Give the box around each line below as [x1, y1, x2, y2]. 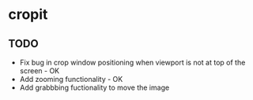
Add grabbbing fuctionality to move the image [19, 83, 170, 92]
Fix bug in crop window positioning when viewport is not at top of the [19, 57, 246, 67]
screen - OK [19, 66, 60, 76]
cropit [8, 6, 48, 24]
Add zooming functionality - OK [19, 75, 123, 83]
